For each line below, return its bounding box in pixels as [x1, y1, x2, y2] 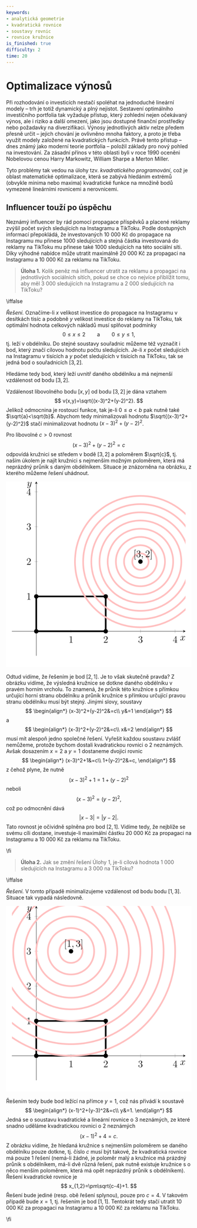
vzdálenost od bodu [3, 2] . [6, 376, 70, 384]
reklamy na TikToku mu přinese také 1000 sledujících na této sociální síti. [6, 243, 182, 250]
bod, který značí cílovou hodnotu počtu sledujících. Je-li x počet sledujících [6, 346, 189, 353]
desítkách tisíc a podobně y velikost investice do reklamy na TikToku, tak [6, 315, 182, 322]
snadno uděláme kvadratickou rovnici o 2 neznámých [6, 1122, 136, 1129]
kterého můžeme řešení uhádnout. [6, 469, 89, 476]
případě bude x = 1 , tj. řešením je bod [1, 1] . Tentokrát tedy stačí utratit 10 [6, 1198, 182, 1205]
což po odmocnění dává [6, 805, 65, 812]
